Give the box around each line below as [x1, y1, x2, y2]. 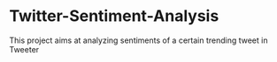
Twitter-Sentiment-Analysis [9, 6, 219, 26]
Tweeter [9, 44, 40, 54]
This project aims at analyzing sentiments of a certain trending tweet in [9, 35, 268, 45]
